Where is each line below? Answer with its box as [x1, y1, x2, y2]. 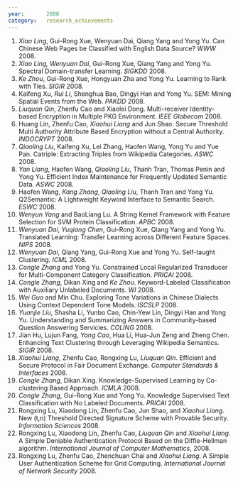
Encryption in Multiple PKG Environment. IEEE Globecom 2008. [38, 111, 222, 121]
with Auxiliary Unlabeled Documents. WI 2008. [18, 285, 156, 294]
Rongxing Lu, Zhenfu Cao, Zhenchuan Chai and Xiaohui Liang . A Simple [18, 451, 229, 460]
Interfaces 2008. [18, 368, 68, 377]
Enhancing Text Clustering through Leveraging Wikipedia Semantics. [18, 338, 220, 346]
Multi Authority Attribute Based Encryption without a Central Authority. [18, 127, 225, 136]
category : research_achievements [8, 17, 114, 24]
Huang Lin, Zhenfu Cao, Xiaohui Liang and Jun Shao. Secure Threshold [18, 119, 228, 128]
